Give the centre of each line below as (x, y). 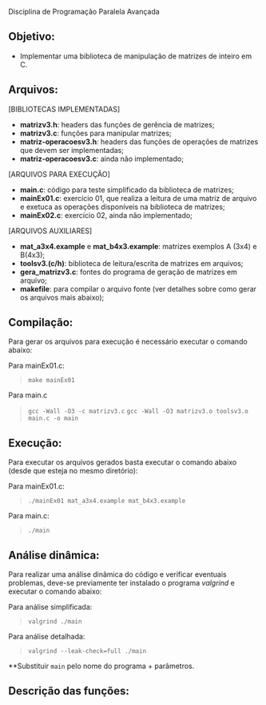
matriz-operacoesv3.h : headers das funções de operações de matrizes (139, 141)
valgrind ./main (55, 622)
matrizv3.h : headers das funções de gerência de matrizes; (117, 124)
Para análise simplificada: (50, 607)
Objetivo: (32, 36)
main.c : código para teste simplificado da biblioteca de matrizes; (127, 189)
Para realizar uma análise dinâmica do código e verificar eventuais (117, 574)
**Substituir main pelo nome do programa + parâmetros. (101, 666)
